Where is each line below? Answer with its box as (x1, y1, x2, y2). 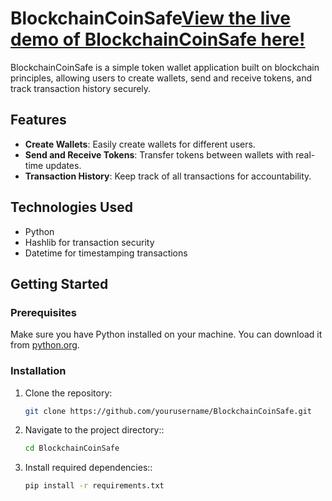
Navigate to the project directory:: (24, 424, 165, 436)
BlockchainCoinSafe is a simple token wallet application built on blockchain (10, 61, 320, 73)
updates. (45, 159, 82, 171)
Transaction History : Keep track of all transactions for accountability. (24, 170, 312, 182)
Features (10, 112, 67, 129)
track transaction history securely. (10, 82, 152, 94)
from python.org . (10, 339, 80, 351)
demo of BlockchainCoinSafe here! (10, 28, 306, 51)
